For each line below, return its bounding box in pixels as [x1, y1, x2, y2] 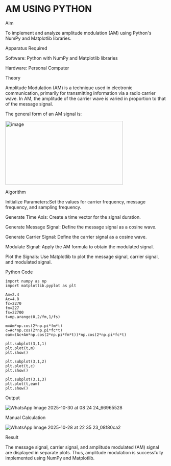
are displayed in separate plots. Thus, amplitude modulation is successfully [5, 449, 163, 455]
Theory [5, 74, 21, 81]
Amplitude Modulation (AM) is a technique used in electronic [5, 85, 133, 91]
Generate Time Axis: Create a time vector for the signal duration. [5, 214, 141, 220]
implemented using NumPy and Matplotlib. [5, 455, 95, 461]
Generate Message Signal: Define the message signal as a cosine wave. [5, 224, 157, 230]
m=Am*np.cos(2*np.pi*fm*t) [5, 323, 63, 328]
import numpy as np [5, 278, 47, 283]
